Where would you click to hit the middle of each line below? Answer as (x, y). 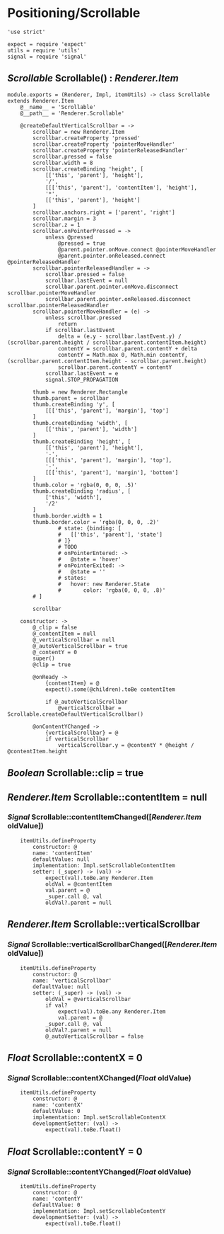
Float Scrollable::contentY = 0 (75, 1152)
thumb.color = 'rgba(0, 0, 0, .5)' (85, 485)
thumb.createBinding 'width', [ (81, 423)
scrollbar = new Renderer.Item (79, 132)
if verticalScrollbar (77, 739)
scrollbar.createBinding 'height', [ (88, 169)
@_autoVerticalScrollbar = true (81, 646)
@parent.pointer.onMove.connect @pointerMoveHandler (137, 249)
